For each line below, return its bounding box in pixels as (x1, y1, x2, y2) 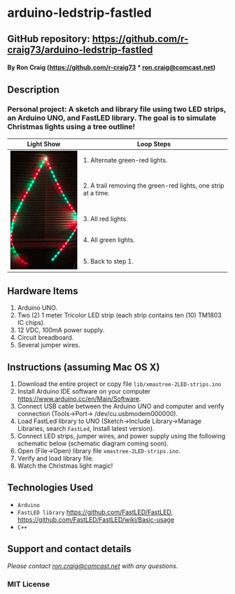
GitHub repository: (7, 33, 91, 45)
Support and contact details (7, 543, 131, 555)
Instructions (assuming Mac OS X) (7, 361, 160, 373)
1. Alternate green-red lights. (83, 156, 168, 164)
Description (7, 83, 59, 95)
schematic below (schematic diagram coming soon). (17, 439, 169, 448)
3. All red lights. (83, 214, 128, 223)
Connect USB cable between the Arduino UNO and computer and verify (17, 402, 225, 410)
